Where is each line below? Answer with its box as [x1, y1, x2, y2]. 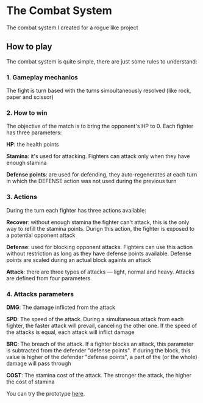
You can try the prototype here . [6, 390, 85, 397]
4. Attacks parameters [6, 289, 74, 298]
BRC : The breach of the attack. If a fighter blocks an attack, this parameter [6, 340, 194, 347]
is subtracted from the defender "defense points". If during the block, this [6, 346, 191, 354]
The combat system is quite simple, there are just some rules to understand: [6, 57, 198, 65]
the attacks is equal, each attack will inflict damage [6, 328, 135, 336]
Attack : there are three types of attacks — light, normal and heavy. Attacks [6, 268, 195, 275]
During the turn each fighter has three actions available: [6, 206, 146, 214]
